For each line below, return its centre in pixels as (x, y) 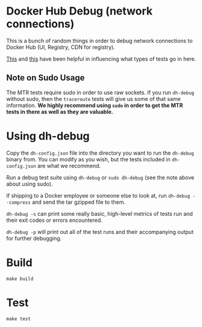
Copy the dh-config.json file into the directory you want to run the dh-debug (100, 153)
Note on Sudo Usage (46, 78)
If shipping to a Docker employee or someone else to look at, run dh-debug (98, 195)
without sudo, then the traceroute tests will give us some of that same (93, 99)
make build (20, 279)
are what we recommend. (69, 166)
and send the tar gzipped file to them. (79, 202)
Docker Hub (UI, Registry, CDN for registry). (61, 47)
